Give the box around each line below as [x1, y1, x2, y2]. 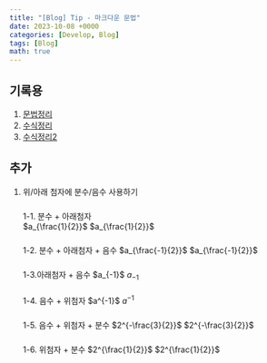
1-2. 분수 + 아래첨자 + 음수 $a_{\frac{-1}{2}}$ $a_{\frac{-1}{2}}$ [22, 244, 259, 255]
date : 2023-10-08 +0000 [9, 22, 100, 31]
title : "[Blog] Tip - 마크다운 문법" [9, 13, 141, 23]
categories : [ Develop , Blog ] [9, 30, 120, 39]
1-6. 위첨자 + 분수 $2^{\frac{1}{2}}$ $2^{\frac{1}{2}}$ [22, 344, 221, 355]
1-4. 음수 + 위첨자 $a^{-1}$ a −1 [22, 294, 134, 306]
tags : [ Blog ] [9, 38, 59, 48]
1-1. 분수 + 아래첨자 [22, 211, 93, 221]
